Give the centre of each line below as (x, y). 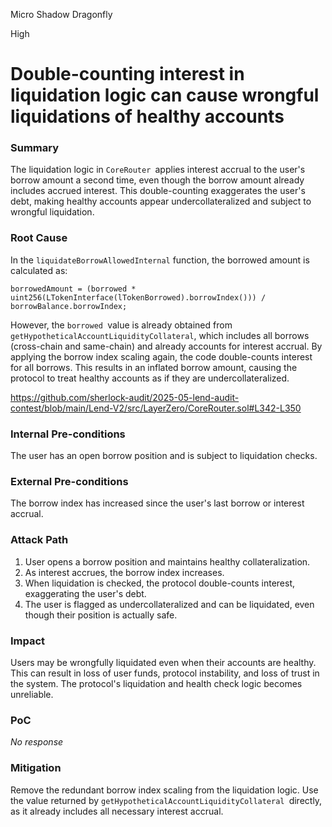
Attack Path (39, 540)
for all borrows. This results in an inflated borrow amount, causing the (154, 367)
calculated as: (39, 270)
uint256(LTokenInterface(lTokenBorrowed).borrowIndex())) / (138, 297)
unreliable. (32, 694)
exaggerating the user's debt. (85, 593)
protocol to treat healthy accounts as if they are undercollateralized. (150, 378)
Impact (28, 641)
